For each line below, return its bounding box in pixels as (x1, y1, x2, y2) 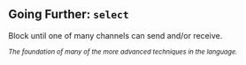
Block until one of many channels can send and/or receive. (8, 30, 223, 40)
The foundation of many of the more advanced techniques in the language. (8, 47, 238, 56)
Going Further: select (8, 7, 129, 22)
